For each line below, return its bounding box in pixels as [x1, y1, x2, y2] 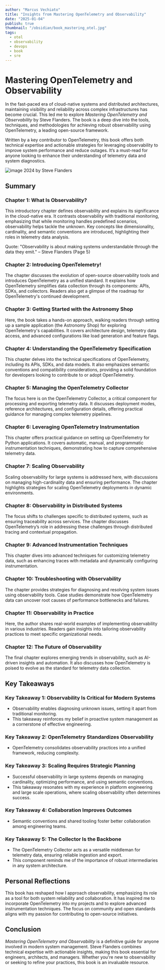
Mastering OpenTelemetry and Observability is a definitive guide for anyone [5, 938, 159, 944]
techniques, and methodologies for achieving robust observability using [5, 122, 151, 128]
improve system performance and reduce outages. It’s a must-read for [5, 148, 148, 154]
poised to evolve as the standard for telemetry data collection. [5, 665, 132, 671]
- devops [9, 44, 28, 49]
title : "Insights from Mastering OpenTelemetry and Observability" [5, 12, 147, 17]
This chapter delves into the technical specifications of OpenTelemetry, [5, 356, 150, 362]
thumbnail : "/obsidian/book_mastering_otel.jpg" [5, 26, 107, 31]
